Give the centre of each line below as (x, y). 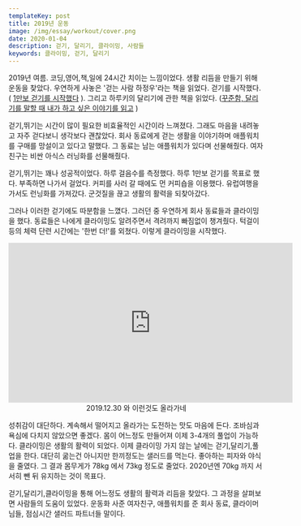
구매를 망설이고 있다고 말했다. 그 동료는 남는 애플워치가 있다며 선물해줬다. (133, 146)
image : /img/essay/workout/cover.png (72, 31)
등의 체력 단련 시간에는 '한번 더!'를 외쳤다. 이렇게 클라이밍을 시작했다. (118, 231)
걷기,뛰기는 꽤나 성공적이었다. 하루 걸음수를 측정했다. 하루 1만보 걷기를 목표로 (130, 173)
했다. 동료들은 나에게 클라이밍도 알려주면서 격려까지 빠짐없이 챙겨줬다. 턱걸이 (138, 221)
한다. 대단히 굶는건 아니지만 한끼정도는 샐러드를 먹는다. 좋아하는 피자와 (135, 456)
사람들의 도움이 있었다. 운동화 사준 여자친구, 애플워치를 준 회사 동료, (124, 503)
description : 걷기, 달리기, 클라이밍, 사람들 (76, 46)
